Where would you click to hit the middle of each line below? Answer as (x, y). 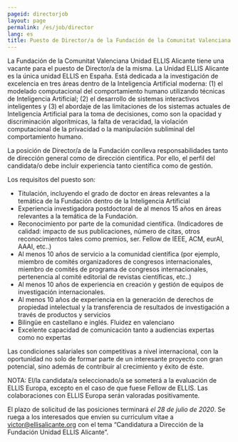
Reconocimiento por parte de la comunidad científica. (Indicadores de (120, 224)
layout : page (27, 21)
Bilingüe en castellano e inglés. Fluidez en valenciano (96, 323)
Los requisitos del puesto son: (52, 180)
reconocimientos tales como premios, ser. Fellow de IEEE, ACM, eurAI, (121, 239)
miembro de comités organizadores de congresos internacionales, (115, 262)
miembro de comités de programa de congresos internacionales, (113, 269)
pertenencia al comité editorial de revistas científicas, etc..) (104, 277)
